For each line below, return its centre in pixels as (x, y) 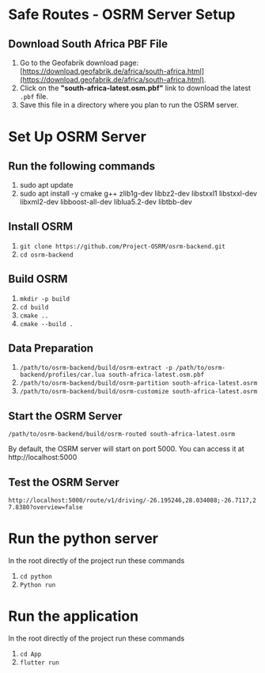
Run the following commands (82, 166)
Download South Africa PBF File (88, 44)
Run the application (74, 616)
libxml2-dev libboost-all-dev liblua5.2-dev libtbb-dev (106, 202)
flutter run (39, 663)
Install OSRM (41, 227)
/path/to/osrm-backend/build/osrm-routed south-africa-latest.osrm (122, 434)
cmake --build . (46, 324)
